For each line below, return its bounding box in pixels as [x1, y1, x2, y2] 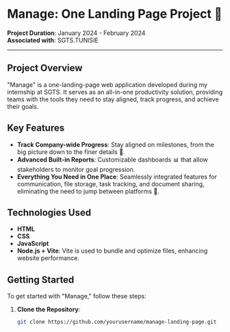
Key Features [7, 123, 65, 134]
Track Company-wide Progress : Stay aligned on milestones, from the [16, 140, 214, 149]
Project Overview [7, 62, 83, 74]
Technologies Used [7, 207, 91, 218]
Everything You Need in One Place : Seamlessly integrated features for [16, 173, 218, 181]
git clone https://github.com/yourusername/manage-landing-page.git [16, 318, 217, 326]
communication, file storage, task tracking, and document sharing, [16, 179, 205, 188]
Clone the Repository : [16, 305, 81, 314]
